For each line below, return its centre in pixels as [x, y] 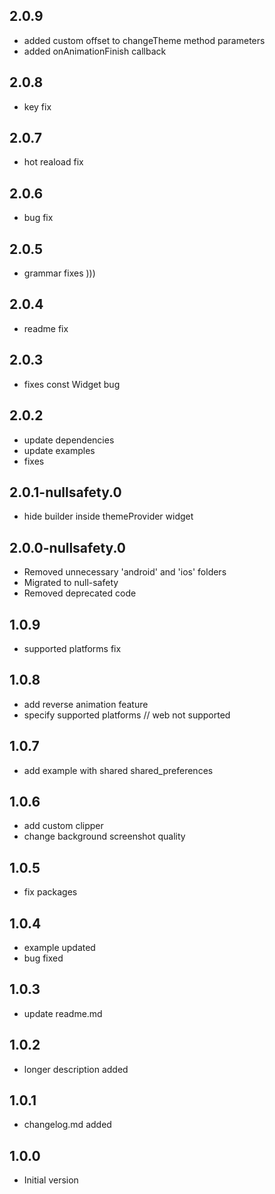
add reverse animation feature [86, 704]
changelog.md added [67, 1125]
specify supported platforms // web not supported [127, 715]
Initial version [51, 1180]
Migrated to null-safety [71, 583]
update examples [59, 450]
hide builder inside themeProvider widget [108, 516]
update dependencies [69, 440]
